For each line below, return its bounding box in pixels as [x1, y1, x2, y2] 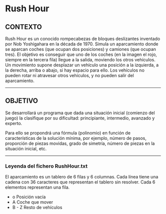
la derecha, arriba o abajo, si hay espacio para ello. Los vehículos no [5, 67, 145, 73]
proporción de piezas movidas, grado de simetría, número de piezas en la [5, 140, 155, 146]
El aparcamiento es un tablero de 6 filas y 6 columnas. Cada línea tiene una [5, 174, 159, 180]
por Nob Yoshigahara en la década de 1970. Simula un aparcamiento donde [5, 41, 159, 47]
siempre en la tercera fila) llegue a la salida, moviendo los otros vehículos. [5, 57, 156, 62]
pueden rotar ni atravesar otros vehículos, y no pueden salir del [5, 73, 134, 78]
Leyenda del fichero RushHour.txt [5, 163, 88, 170]
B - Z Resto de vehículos [12, 205, 63, 211]
